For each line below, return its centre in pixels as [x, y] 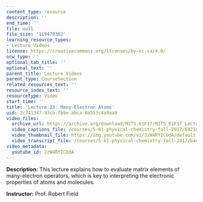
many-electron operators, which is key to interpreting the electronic [90, 175]
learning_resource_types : [39, 40]
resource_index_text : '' [37, 90]
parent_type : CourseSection [42, 79]
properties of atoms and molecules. [50, 182]
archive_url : [28, 124]
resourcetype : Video [32, 96]
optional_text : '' [29, 68]
